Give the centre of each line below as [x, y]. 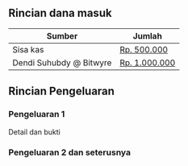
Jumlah [148, 35]
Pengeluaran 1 [37, 114]
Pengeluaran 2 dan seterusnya [70, 152]
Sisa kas [28, 49]
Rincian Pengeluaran [62, 91]
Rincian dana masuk [60, 13]
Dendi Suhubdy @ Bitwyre [62, 62]
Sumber [62, 35]
